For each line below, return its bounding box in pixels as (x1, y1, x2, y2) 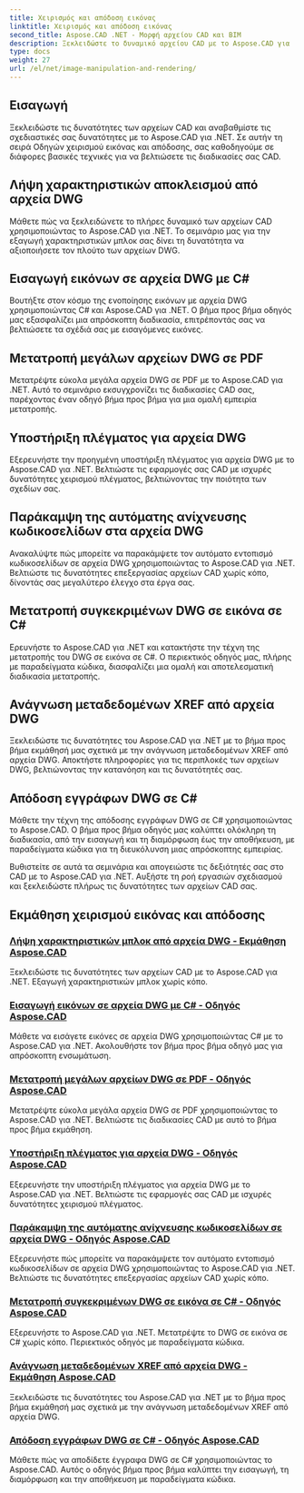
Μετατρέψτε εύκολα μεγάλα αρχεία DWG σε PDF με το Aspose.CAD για (9, 375, 284, 386)
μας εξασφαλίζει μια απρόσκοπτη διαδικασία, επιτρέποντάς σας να (9, 315, 266, 326)
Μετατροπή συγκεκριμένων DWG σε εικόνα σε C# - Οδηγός (9, 1295, 281, 1307)
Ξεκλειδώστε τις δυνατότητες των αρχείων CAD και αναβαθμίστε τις (9, 122, 272, 133)
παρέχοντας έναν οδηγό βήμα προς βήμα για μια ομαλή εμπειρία (9, 394, 257, 405)
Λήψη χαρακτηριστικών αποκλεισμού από (9, 177, 259, 193)
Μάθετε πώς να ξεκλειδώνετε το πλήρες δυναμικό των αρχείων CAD (9, 216, 272, 227)
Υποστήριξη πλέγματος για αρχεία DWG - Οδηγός (9, 1147, 239, 1160)
